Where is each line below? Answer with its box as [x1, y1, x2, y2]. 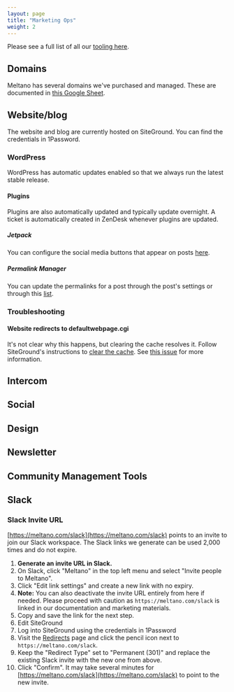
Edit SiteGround [17, 619, 63, 627]
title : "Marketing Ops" [7, 17, 77, 24]
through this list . [7, 290, 54, 298]
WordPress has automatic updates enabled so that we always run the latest [7, 169, 224, 177]
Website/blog [7, 109, 68, 121]
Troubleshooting [7, 307, 65, 317]
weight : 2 [7, 23, 36, 30]
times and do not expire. [7, 546, 78, 554]
